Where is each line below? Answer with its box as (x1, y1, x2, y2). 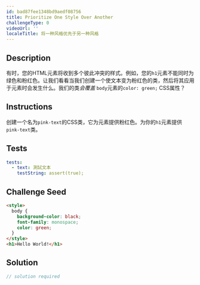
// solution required (6, 273, 60, 280)
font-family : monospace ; (17, 219, 79, 225)
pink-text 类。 (6, 126, 41, 133)
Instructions (6, 102, 53, 112)
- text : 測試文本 (11, 165, 51, 171)
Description (6, 53, 51, 63)
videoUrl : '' (6, 25, 39, 32)
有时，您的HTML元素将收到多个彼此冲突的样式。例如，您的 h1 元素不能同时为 (6, 69, 194, 76)
